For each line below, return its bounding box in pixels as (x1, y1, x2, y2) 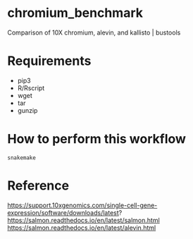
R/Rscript (17, 83, 45, 92)
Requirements (7, 53, 92, 69)
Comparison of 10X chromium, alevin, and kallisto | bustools (7, 28, 181, 37)
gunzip (17, 106, 38, 114)
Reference (7, 178, 69, 193)
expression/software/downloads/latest (7, 208, 120, 216)
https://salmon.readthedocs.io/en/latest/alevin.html (7, 223, 156, 232)
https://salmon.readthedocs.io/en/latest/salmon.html (7, 216, 160, 224)
